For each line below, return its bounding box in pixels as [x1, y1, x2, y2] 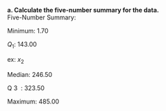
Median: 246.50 [7, 70, 53, 78]
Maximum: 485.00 [7, 97, 60, 105]
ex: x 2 [7, 55, 24, 65]
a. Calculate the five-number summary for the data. [7, 6, 160, 14]
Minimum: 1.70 [7, 27, 49, 35]
